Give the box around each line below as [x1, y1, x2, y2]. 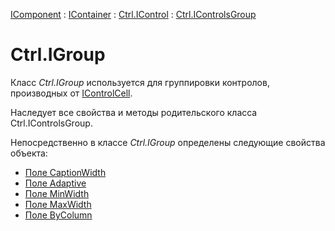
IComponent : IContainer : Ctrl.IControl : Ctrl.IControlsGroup [10, 9, 257, 20]
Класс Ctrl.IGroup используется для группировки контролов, [10, 76, 270, 88]
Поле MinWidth [24, 187, 90, 199]
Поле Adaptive [24, 177, 87, 189]
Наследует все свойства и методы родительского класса [10, 106, 258, 118]
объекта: [10, 147, 48, 159]
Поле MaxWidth [24, 198, 92, 210]
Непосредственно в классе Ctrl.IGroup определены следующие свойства [10, 136, 326, 148]
